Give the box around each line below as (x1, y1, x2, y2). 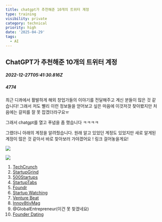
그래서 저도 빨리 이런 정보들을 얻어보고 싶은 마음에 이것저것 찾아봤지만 (19, 103, 152, 109)
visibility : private (5, 16, 48, 21)
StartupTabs (12, 180, 37, 185)
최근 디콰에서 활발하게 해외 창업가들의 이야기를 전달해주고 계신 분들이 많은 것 (5, 97, 151, 103)
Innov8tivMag (12, 200, 40, 206)
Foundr (12, 185, 27, 190)
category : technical (5, 20, 48, 26)
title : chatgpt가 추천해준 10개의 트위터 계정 (5, 7, 90, 12)
